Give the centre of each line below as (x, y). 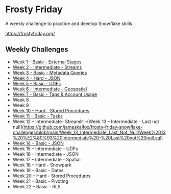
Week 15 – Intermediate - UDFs (45, 149)
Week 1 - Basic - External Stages (47, 62)
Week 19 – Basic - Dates (38, 170)
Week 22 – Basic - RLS (36, 186)
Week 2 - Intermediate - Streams (47, 67)
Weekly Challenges (37, 50)
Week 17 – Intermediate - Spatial (46, 159)
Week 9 (21, 105)
